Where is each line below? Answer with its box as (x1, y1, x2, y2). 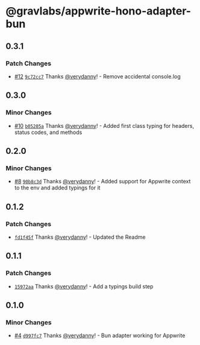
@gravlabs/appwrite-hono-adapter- (5, 4, 191, 18)
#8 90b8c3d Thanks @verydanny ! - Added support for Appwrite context (14, 178, 191, 185)
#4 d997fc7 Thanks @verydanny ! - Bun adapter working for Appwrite (14, 332, 186, 339)
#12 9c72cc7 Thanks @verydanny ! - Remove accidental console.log (14, 72, 181, 80)
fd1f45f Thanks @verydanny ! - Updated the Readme (14, 233, 146, 241)
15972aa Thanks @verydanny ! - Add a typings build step (14, 282, 154, 290)
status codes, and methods (14, 128, 83, 136)
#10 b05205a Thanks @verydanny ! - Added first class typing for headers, (14, 122, 194, 129)
